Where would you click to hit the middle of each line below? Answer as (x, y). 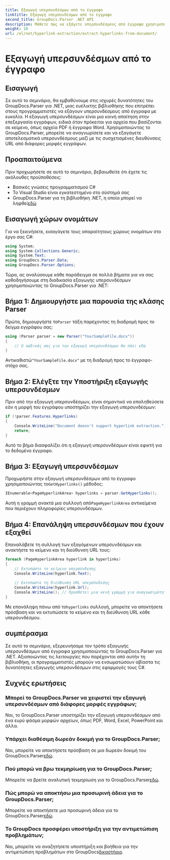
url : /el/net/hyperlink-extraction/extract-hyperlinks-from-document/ (81, 34)
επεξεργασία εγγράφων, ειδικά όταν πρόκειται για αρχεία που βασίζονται (83, 122)
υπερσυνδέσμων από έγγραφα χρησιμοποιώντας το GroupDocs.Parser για (84, 651)
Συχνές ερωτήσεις (36, 683)
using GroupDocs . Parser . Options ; (40, 265)
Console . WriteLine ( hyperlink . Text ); (53, 574)
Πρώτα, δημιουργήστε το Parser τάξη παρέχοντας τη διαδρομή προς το (80, 322)
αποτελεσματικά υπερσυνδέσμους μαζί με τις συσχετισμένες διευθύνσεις (83, 138)
